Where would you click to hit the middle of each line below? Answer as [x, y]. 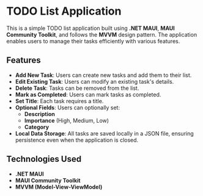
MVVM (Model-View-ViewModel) [59, 187]
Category [37, 127]
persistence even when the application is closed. [77, 140]
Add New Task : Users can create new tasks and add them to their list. [103, 75]
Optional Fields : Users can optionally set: [68, 107]
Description [39, 114]
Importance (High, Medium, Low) [66, 120]
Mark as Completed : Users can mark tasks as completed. [88, 94]
